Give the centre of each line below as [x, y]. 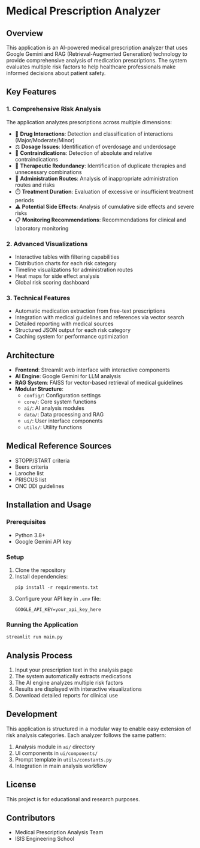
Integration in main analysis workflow [61, 766]
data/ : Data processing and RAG [64, 415]
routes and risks [35, 185]
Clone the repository [40, 570]
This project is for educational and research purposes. [73, 799]
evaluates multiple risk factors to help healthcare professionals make [91, 67]
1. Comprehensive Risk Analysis [54, 109]
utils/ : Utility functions [53, 427]
